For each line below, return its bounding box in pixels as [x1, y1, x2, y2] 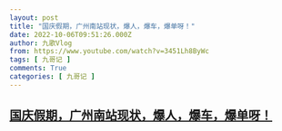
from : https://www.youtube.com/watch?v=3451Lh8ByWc [9, 47, 209, 56]
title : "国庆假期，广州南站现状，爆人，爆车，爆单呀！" [9, 22, 196, 31]
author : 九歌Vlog [9, 38, 73, 48]
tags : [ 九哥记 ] [9, 55, 71, 64]
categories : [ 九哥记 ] [9, 72, 96, 81]
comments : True [9, 64, 67, 73]
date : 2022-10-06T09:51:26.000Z [9, 30, 132, 39]
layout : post [9, 13, 59, 23]
